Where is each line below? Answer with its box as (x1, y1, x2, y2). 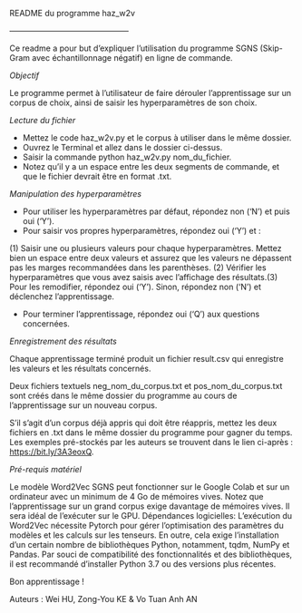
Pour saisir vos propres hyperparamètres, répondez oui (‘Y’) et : (22, 226, 261, 236)
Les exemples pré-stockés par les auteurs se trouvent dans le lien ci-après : (9, 437, 293, 447)
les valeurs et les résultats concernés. (9, 363, 151, 374)
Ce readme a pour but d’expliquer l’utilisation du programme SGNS (9, 43, 258, 54)
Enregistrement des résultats (9, 336, 118, 346)
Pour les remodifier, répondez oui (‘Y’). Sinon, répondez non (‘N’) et (9, 281, 261, 292)
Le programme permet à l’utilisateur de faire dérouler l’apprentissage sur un (9, 88, 292, 98)
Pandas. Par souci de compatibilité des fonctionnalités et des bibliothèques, (9, 549, 293, 559)
